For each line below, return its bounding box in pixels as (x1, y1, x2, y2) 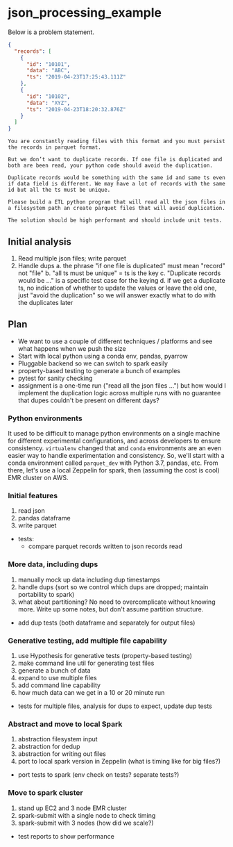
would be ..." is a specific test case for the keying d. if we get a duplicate (17, 277, 226, 284)
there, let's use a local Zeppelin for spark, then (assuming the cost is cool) (8, 466, 221, 475)
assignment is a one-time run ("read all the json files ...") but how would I (17, 381, 226, 390)
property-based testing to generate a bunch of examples (17, 366, 181, 375)
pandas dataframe (17, 514, 71, 523)
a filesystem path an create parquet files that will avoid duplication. (8, 205, 226, 212)
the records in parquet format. (8, 144, 101, 151)
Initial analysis (8, 236, 72, 247)
